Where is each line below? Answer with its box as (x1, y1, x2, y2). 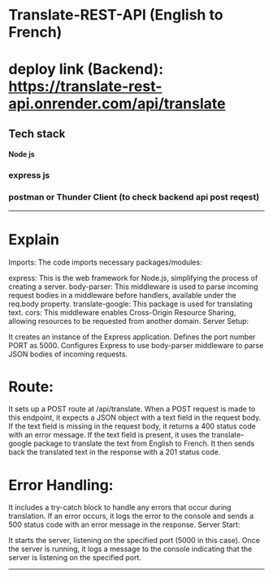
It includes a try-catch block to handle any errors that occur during (8, 503, 232, 512)
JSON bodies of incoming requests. (8, 349, 128, 359)
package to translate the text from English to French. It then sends (33, 438, 255, 448)
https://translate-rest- (8, 77, 162, 96)
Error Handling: (8, 476, 114, 494)
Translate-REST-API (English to (8, 6, 223, 24)
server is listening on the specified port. (8, 553, 142, 563)
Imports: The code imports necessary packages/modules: (8, 257, 202, 267)
